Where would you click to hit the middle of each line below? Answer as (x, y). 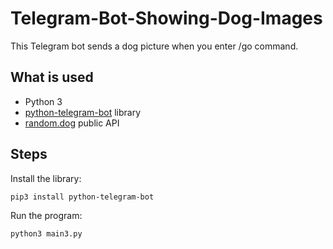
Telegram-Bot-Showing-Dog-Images (166, 18)
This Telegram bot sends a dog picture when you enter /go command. (154, 46)
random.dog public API (72, 123)
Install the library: (46, 178)
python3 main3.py (46, 233)
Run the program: (46, 215)
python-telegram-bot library (83, 112)
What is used (52, 77)
